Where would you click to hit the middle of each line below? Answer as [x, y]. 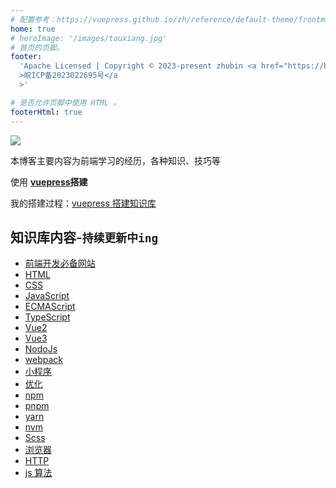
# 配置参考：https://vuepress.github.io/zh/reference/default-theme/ [154, 19]
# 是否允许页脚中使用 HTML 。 [66, 102]
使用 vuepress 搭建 [49, 182]
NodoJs [41, 349]
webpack [43, 360]
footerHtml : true [46, 112]
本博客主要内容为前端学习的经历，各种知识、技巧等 [115, 160]
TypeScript [47, 317]
